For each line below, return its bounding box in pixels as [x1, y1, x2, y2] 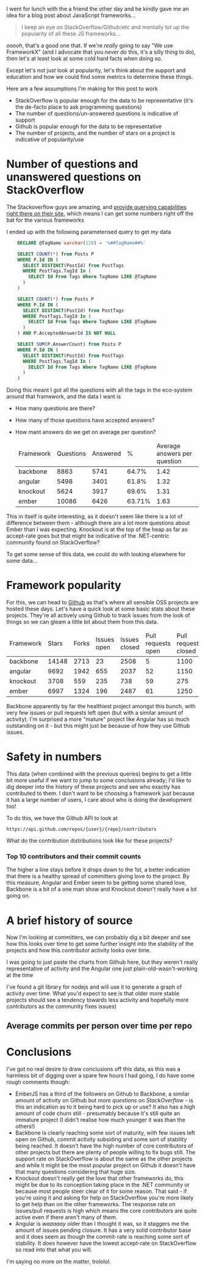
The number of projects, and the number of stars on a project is [15, 130, 176, 136]
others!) [15, 1123, 35, 1130]
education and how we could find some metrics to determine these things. [6, 73, 193, 80]
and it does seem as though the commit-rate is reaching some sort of [15, 1233, 190, 1240]
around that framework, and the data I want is [6, 393, 121, 400]
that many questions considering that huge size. [15, 1168, 137, 1175]
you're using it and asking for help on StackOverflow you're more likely [15, 1194, 194, 1201]
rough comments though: [6, 1078, 70, 1085]
